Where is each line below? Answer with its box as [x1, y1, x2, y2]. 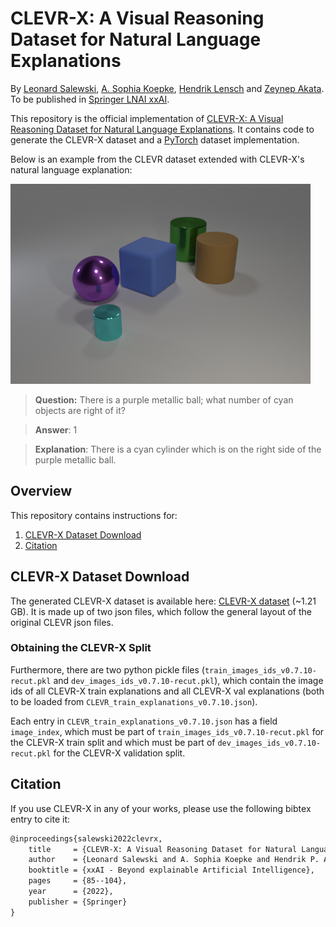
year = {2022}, [28, 887, 114, 897]
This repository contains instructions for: [10, 509, 178, 521]
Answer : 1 [34, 423, 78, 436]
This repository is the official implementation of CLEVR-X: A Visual [10, 112, 284, 124]
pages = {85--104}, [28, 876, 128, 886]
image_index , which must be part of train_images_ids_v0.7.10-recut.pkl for [10, 725, 325, 737]
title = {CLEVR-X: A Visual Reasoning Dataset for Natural [28, 844, 298, 854]
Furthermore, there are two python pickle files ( [10, 663, 205, 676]
